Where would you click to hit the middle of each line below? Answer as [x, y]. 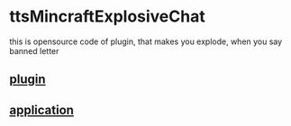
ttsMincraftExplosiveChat [107, 17]
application [42, 110]
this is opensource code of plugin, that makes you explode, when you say [146, 41]
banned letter [34, 50]
